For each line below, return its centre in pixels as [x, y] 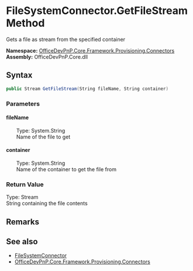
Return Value [25, 184]
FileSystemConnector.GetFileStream [97, 11]
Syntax [19, 75]
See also [22, 242]
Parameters [23, 103]
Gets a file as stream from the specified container [66, 39]
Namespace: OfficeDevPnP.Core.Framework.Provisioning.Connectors [90, 50]
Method [25, 23]
